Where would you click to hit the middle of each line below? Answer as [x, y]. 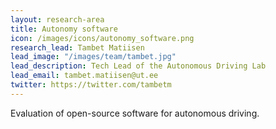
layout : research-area [57, 19]
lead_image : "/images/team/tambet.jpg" [93, 57]
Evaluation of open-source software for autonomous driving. [135, 113]
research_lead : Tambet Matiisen [77, 47]
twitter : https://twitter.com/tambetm [91, 85]
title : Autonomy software [64, 29]
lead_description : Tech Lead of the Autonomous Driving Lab [138, 66]
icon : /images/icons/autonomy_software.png [102, 38]
